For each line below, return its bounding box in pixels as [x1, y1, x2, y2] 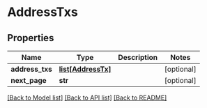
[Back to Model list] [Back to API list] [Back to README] [7, 93, 167, 102]
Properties [7, 32, 54, 44]
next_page [10, 76, 47, 85]
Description [118, 53, 158, 62]
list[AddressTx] [59, 64, 112, 74]
